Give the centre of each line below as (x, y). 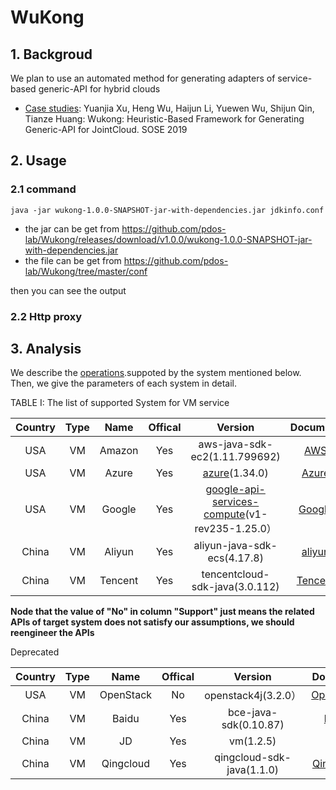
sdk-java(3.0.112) (235, 587)
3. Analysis (46, 349)
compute (224, 514)
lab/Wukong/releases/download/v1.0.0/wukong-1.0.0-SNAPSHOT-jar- (168, 239)
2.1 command (43, 189)
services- (236, 502)
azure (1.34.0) (235, 473)
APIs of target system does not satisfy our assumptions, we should (152, 622)
